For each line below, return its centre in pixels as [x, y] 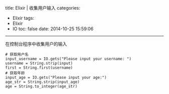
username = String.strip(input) [39, 63]
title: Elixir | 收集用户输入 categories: [43, 8]
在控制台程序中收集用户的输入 [36, 44]
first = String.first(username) [39, 68]
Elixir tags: [23, 18]
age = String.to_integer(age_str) [41, 86]
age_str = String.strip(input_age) [43, 82]
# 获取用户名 [17, 55]
